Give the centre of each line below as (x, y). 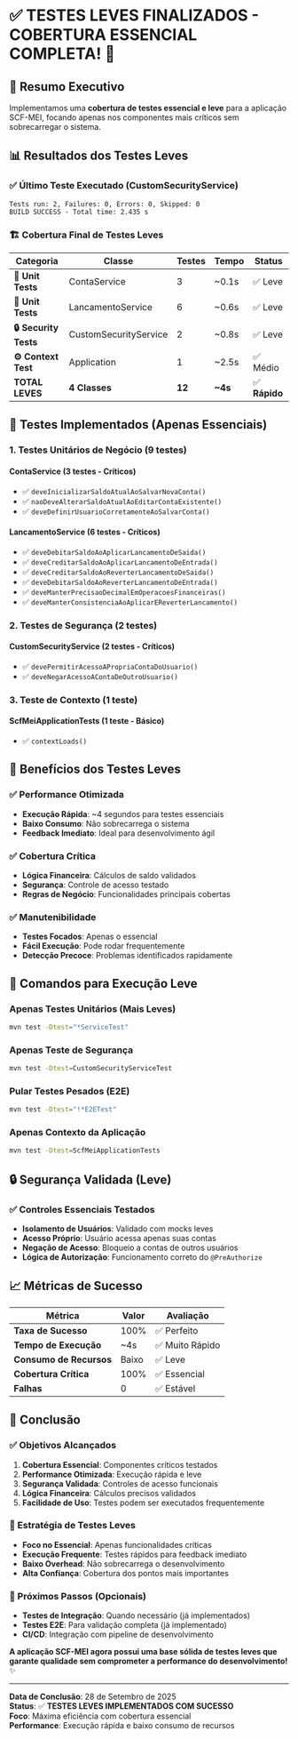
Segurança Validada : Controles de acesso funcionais (120, 1483)
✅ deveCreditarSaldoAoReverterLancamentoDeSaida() (118, 572)
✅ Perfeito (176, 1330)
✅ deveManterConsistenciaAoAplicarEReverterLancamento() (129, 602)
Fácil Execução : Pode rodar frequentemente (103, 946)
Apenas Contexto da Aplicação (78, 1133)
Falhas (28, 1388)
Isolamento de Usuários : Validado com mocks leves (118, 1229)
